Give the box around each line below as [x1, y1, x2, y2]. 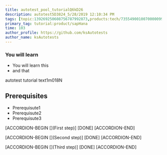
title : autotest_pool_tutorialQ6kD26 [5, 7, 83, 12]
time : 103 [5, 26, 26, 31]
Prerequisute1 [12, 104, 41, 110]
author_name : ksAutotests [5, 35, 59, 40]
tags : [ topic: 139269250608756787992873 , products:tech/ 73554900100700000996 [5, 16, 166, 21]
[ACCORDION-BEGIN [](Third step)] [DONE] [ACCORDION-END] [5, 144, 137, 150]
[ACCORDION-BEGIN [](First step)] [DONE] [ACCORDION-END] [5, 125, 135, 131]
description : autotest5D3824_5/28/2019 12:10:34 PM [5, 12, 114, 17]
